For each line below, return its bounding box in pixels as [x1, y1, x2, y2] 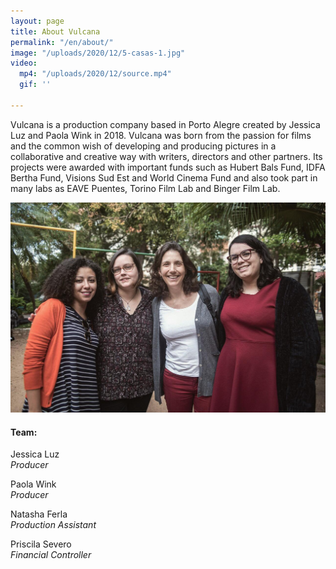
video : [10, 58, 38, 69]
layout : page [10, 16, 65, 26]
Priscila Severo [10, 538, 72, 550]
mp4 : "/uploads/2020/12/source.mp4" [19, 69, 172, 79]
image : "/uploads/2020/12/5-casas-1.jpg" [10, 48, 186, 58]
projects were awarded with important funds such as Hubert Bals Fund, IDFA [10, 161, 326, 173]
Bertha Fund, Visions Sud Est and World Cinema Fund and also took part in [10, 171, 318, 184]
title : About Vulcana [10, 26, 101, 37]
